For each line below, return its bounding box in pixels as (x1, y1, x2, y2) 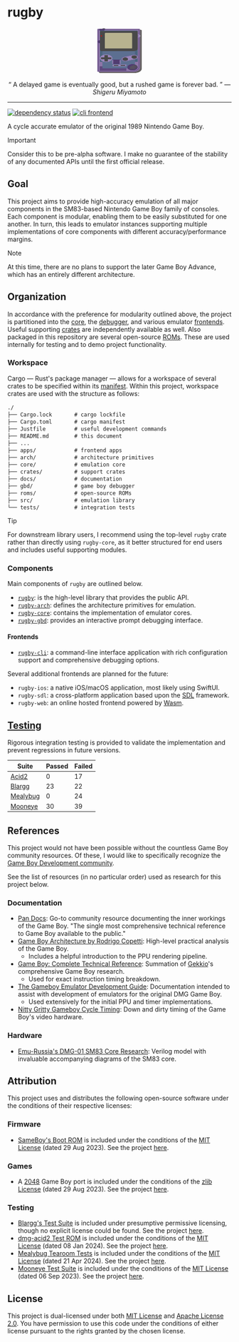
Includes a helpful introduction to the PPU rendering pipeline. (28, 952, 208, 961)
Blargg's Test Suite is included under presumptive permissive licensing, (17, 1219, 228, 1228)
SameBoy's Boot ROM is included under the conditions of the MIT (17, 1136, 211, 1144)
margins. (7, 235, 33, 243)
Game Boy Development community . (7, 858, 115, 867)
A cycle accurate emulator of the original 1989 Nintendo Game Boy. (7, 122, 205, 131)
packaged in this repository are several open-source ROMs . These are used (7, 333, 230, 341)
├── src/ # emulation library (7, 497, 135, 504)
